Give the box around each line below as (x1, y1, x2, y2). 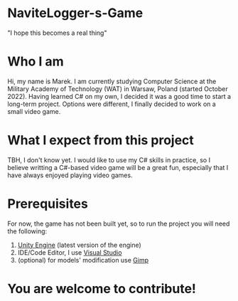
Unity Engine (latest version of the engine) (17, 241, 142, 249)
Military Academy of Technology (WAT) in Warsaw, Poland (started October (7, 84, 229, 93)
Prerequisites (7, 196, 89, 211)
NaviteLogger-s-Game (7, 5, 144, 21)
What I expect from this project (7, 132, 194, 149)
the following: (7, 226, 48, 236)
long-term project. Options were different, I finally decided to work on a (7, 100, 217, 108)
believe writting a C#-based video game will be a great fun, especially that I (7, 163, 229, 171)
